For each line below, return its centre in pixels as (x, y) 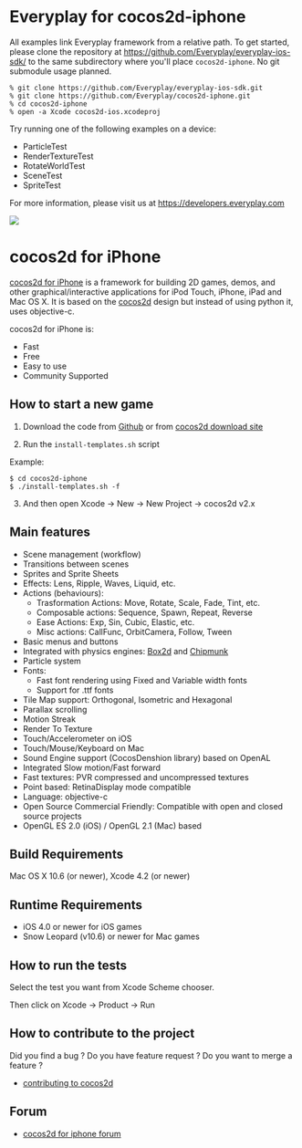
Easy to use (44, 366)
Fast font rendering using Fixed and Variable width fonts (142, 680)
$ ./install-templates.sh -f (65, 486)
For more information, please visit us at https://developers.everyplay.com (147, 203)
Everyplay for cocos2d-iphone (128, 17)
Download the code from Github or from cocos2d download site (143, 426)
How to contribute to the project (102, 1033)
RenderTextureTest (58, 156)
